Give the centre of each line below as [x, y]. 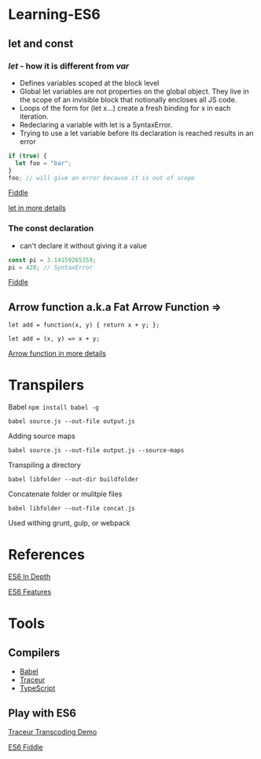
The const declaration [51, 228]
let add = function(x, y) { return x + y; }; [84, 325]
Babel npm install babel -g [54, 407]
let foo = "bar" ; [44, 163]
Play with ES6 [42, 713]
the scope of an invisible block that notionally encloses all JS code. [128, 99]
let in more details [37, 208]
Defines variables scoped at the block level [89, 83]
